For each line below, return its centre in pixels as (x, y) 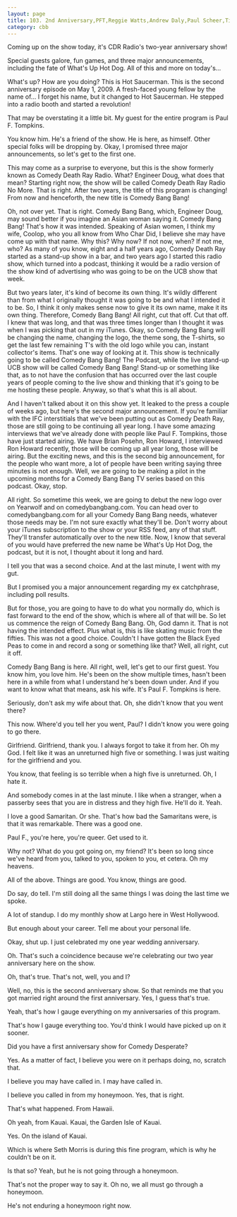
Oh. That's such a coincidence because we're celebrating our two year (110, 956)
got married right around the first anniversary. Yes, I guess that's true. (109, 998)
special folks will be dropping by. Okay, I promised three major (98, 147)
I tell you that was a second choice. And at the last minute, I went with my (114, 566)
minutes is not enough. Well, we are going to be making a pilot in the (107, 471)
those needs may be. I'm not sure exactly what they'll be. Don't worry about (117, 522)
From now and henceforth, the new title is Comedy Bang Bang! (98, 198)
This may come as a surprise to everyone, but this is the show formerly (110, 168)
